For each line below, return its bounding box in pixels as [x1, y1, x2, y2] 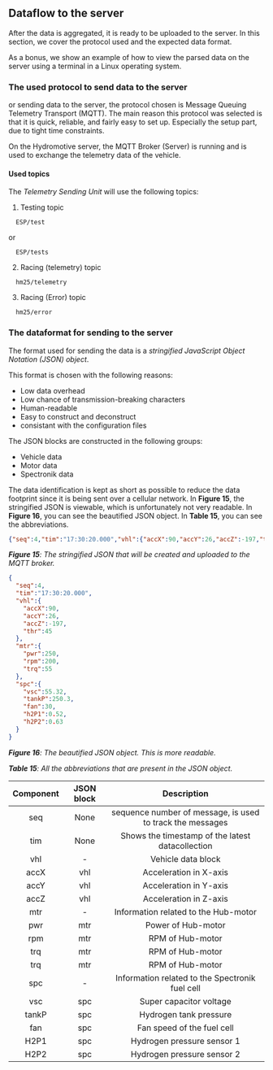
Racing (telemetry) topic [19, 263, 102, 272]
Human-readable [19, 402, 78, 413]
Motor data [19, 460, 58, 470]
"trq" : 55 [23, 664, 53, 673]
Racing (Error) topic [19, 293, 87, 302]
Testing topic [19, 202, 64, 212]
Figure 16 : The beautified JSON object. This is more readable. [8, 747, 217, 757]
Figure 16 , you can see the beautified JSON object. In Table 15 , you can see [8, 511, 262, 520]
